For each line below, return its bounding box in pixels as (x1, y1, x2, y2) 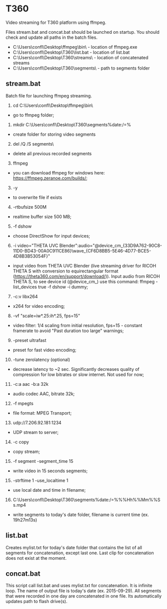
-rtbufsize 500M (12, 204, 47, 210)
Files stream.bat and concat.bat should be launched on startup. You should (5, 29, 160, 35)
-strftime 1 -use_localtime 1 (12, 477, 69, 483)
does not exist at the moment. (5, 555, 67, 561)
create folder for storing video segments (12, 131, 96, 137)
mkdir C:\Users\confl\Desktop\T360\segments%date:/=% (12, 121, 131, 127)
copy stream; (12, 448, 40, 454)
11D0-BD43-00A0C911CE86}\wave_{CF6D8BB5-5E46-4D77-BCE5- (12, 248, 151, 254)
